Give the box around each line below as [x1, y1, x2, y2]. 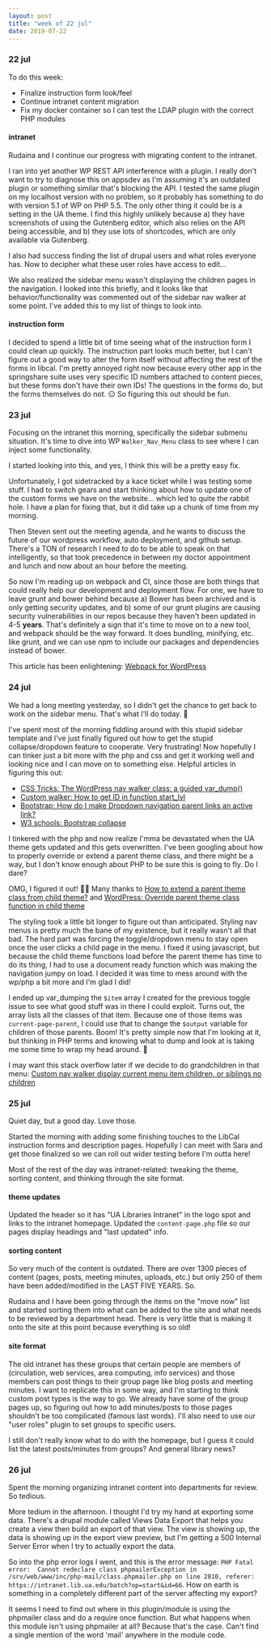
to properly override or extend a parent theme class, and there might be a [8, 851, 253, 860]
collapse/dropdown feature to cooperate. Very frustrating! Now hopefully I [8, 741, 256, 751]
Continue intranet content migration [19, 97, 139, 106]
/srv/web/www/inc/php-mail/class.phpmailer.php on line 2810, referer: [8, 1573, 255, 1581]
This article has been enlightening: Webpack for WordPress [8, 662, 206, 672]
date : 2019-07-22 [8, 27, 67, 35]
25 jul [8, 1097, 31, 1109]
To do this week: [8, 72, 64, 82]
